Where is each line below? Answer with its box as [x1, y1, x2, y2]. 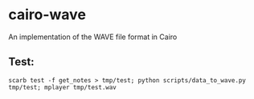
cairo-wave [8, 6, 87, 24]
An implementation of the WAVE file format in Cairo [8, 32, 178, 42]
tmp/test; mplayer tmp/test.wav [8, 83, 117, 91]
